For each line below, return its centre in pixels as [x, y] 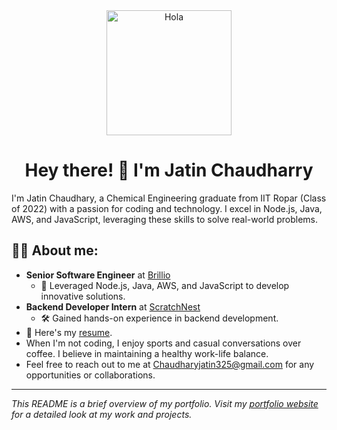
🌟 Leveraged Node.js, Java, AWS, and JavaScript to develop [165, 285]
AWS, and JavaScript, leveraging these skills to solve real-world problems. [165, 219]
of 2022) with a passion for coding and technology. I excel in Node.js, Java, [167, 208]
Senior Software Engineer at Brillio [98, 275]
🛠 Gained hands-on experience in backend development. [159, 318]
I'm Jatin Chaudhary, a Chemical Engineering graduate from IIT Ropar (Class [169, 198]
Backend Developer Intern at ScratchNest [113, 306]
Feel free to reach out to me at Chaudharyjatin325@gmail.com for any [170, 364]
